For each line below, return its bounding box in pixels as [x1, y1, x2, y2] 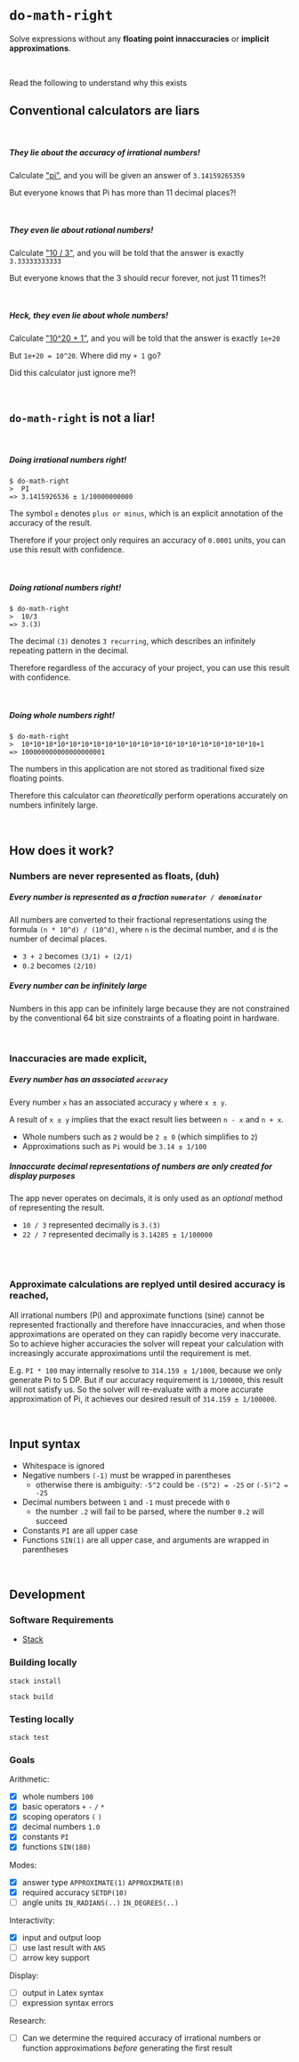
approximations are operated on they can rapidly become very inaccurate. [9, 1329, 282, 1339]
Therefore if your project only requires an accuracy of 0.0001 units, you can [9, 534, 287, 546]
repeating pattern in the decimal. [9, 645, 129, 656]
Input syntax [9, 1437, 81, 1452]
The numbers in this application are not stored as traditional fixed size [9, 764, 265, 774]
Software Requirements [9, 1613, 114, 1626]
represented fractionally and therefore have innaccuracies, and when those [9, 1319, 286, 1329]
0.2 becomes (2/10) [21, 960, 98, 971]
